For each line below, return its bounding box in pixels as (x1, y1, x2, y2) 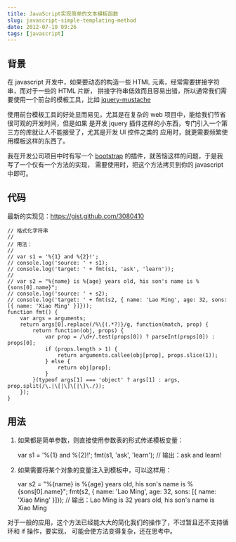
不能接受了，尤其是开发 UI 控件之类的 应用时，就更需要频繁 (50, 128, 222, 137)
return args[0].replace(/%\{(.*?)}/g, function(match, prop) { (20, 321, 209, 328)
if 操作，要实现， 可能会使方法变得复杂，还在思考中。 (20, 527, 177, 535)
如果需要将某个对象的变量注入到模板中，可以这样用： (17, 465, 172, 474)
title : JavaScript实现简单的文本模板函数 (7, 10, 119, 18)
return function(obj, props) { (32, 327, 124, 334)
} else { (44, 358, 71, 365)
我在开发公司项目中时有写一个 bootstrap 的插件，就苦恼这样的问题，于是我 (7, 152, 223, 160)
